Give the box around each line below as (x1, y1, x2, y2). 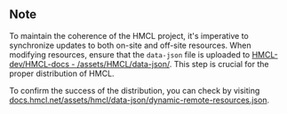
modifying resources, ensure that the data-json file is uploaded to (9, 49, 251, 60)
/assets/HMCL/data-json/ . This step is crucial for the (76, 58, 269, 69)
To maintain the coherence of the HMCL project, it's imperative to (9, 30, 249, 41)
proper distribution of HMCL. (9, 68, 115, 79)
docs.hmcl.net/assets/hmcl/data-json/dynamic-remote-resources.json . (9, 95, 269, 105)
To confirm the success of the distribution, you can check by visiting (9, 85, 260, 95)
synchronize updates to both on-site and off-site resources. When (9, 40, 251, 50)
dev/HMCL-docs (9, 58, 69, 69)
